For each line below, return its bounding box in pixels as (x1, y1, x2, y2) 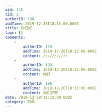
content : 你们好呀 (23, 90, 58, 95)
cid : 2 (5, 12, 19, 17)
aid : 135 (5, 7, 23, 12)
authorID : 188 (5, 16, 35, 21)
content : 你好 (23, 72, 51, 77)
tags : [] (5, 30, 23, 35)
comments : (5, 35, 26, 40)
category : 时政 (5, 100, 35, 105)
